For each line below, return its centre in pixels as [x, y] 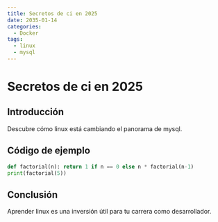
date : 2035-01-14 [32, 20]
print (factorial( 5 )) [37, 173]
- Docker [26, 33]
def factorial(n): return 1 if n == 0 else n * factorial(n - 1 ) [101, 166]
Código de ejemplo [49, 151]
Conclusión [33, 195]
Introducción [36, 112]
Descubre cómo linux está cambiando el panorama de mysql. [95, 128]
